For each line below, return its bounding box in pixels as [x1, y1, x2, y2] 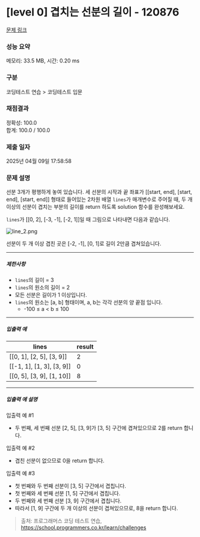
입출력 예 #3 [6, 470, 35, 477]
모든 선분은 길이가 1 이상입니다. [14, 291, 87, 299]
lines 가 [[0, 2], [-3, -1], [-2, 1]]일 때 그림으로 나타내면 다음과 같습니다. [6, 216, 170, 223]
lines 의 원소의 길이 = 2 [14, 284, 70, 291]
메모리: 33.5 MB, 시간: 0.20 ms [6, 57, 80, 64]
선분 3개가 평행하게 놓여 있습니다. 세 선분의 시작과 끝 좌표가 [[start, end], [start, [6, 189, 192, 196]
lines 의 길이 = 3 [14, 277, 54, 284]
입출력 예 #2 [6, 444, 35, 452]
